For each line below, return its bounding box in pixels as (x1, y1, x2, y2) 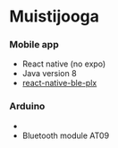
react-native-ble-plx (21, 78, 97, 89)
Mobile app (9, 39, 60, 51)
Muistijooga (9, 6, 100, 27)
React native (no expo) (21, 58, 106, 69)
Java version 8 (21, 68, 78, 79)
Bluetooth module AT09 (21, 130, 110, 141)
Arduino (9, 100, 46, 113)
